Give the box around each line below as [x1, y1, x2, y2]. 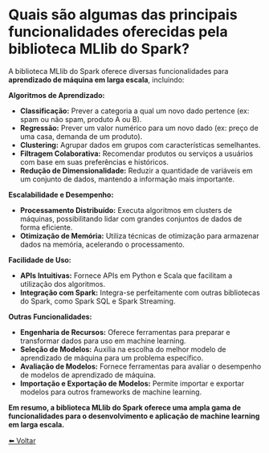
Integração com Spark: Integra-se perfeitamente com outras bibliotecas [19, 288, 261, 297]
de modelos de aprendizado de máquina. [19, 369, 157, 379]
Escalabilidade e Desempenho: [8, 190, 114, 199]
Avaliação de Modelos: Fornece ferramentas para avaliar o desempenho [19, 361, 262, 371]
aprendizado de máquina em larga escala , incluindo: [8, 75, 185, 84]
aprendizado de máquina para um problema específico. [19, 353, 204, 362]
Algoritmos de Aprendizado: [8, 90, 105, 100]
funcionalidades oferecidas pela [8, 22, 228, 41]
